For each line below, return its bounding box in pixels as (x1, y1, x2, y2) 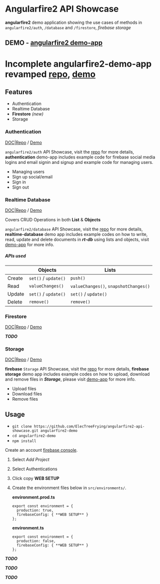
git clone (12, 424, 32, 429)
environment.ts (12, 525, 44, 531)
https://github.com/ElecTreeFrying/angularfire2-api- (33, 424, 145, 429)
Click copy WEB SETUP (12, 476, 60, 481)
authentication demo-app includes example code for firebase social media (5, 154, 156, 160)
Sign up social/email (12, 174, 53, 179)
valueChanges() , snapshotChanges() (70, 283, 150, 289)
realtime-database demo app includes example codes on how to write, (5, 231, 148, 237)
